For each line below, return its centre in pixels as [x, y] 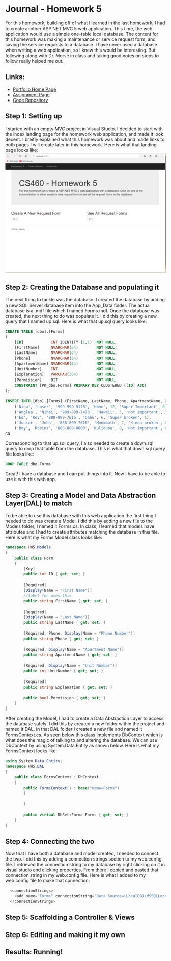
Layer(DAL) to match [39, 503]
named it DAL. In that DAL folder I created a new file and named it [74, 729]
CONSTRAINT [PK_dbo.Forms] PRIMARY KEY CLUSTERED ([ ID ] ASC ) [80, 385]
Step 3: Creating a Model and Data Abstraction [81, 495]
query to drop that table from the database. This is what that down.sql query [85, 449]
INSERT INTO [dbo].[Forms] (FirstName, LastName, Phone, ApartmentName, [84, 401]
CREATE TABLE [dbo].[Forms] [35, 331]
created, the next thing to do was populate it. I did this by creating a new [81, 316]
